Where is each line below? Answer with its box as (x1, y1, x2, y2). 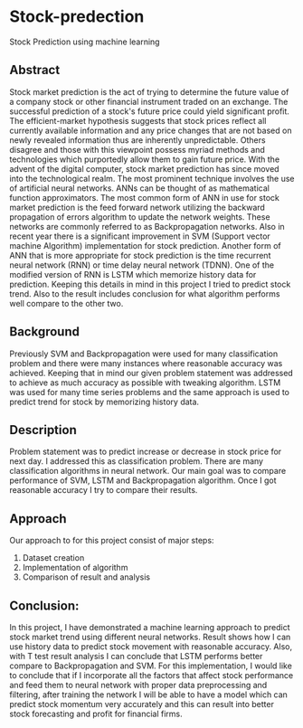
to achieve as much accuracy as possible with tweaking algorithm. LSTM (9, 377, 281, 388)
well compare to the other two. (9, 298, 124, 308)
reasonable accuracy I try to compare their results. (9, 485, 198, 496)
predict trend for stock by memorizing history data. (9, 396, 200, 407)
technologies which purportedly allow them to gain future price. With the (9, 154, 280, 165)
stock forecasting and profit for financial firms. (9, 708, 183, 719)
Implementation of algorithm (22, 563, 128, 573)
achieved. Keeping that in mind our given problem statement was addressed (9, 367, 294, 378)
